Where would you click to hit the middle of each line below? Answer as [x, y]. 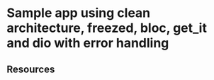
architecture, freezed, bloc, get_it [107, 28]
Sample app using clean [79, 13]
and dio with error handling [88, 43]
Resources [31, 69]
